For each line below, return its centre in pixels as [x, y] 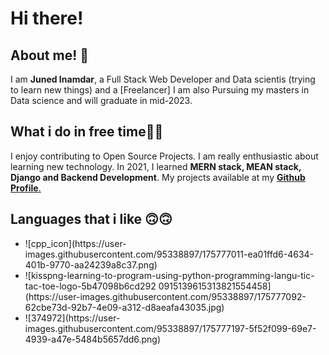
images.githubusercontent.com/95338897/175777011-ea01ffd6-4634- [169, 254]
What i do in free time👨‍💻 [87, 132]
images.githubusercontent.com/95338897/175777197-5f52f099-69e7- [170, 328]
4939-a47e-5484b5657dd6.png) [93, 339]
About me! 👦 [50, 55]
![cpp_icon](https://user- [75, 243]
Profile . [26, 188]
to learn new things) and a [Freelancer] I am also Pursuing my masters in [160, 90]
